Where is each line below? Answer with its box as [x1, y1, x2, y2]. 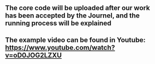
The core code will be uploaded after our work [5, 4, 150, 12]
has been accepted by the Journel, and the [5, 12, 140, 20]
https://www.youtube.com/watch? [5, 43, 115, 52]
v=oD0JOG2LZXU [5, 51, 62, 59]
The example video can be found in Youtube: [5, 36, 146, 44]
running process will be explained [5, 19, 111, 27]
